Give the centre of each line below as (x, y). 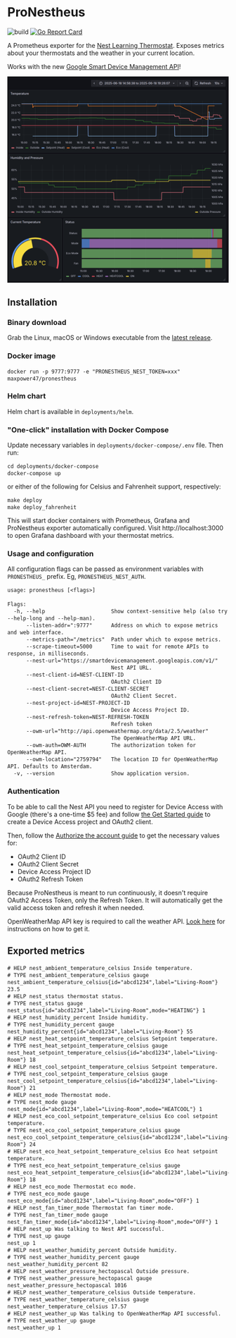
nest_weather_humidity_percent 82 (58, 1264)
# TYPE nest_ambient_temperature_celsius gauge (78, 975)
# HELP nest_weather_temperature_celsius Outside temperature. (102, 1292)
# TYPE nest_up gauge (39, 1236)
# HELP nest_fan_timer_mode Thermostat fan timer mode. (91, 1208)
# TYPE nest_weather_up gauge (52, 1320)
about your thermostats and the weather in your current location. (101, 53)
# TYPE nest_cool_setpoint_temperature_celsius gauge (88, 1074)
